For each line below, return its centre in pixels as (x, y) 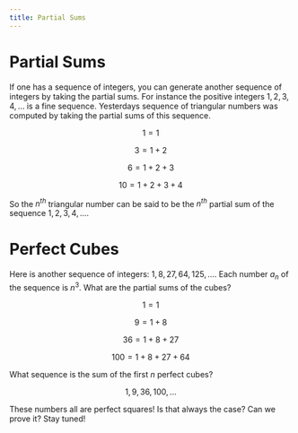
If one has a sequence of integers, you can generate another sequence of (146, 87)
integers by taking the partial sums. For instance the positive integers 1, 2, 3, (149, 96)
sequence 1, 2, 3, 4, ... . (49, 213)
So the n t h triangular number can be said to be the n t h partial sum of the (142, 203)
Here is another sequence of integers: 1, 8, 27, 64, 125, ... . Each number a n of (149, 275)
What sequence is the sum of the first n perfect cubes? (111, 374)
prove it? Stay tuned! (48, 419)
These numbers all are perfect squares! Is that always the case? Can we (143, 409)
